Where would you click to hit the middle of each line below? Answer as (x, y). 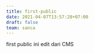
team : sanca (21, 28)
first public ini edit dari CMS (40, 44)
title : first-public (32, 11)
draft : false (22, 22)
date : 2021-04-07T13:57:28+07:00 (47, 17)
